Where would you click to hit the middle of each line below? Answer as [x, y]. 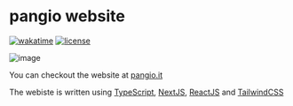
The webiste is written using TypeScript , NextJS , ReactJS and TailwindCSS [146, 92]
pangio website [67, 16]
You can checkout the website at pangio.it [86, 75]
